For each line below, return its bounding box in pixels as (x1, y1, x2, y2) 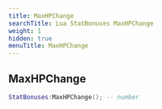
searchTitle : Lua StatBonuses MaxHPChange (8, 19, 154, 27)
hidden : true (8, 34, 53, 43)
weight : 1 (8, 27, 42, 35)
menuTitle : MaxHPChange (8, 42, 89, 50)
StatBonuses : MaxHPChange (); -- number (8, 93, 139, 101)
